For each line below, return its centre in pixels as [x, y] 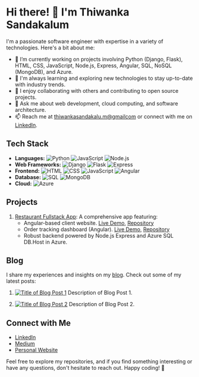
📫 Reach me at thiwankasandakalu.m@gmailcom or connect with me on [104, 116]
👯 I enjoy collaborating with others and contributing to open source [97, 91]
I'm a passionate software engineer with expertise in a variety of [85, 41]
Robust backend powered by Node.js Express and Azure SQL [99, 235]
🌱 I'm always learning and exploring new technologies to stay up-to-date [104, 78]
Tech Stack [27, 144]
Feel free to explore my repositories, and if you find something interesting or [99, 362]
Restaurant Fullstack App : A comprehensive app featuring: [86, 216]
